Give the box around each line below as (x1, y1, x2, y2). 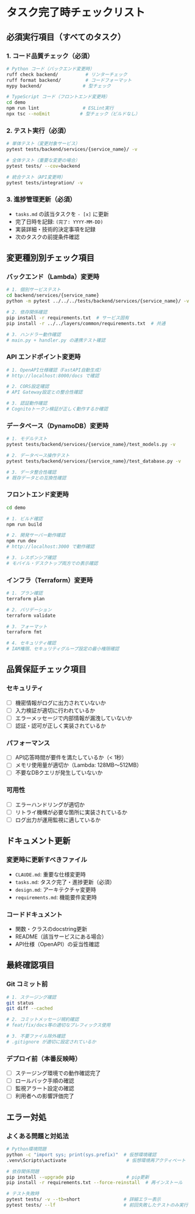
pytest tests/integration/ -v (6, 179, 83, 186)
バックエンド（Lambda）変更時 (6, 273, 99, 281)
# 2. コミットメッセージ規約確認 (6, 1016, 79, 1022)
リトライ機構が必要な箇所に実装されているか (15, 808, 128, 816)
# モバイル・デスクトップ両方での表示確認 (6, 560, 99, 566)
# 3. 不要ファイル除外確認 (6, 1033, 66, 1040)
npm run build (6, 521, 43, 528)
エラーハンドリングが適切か (15, 800, 85, 808)
